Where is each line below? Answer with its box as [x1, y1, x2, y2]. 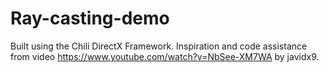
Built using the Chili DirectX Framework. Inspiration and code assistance [10, 40, 308, 52]
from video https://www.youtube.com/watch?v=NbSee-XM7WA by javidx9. [10, 50, 320, 62]
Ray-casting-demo [10, 7, 170, 30]
